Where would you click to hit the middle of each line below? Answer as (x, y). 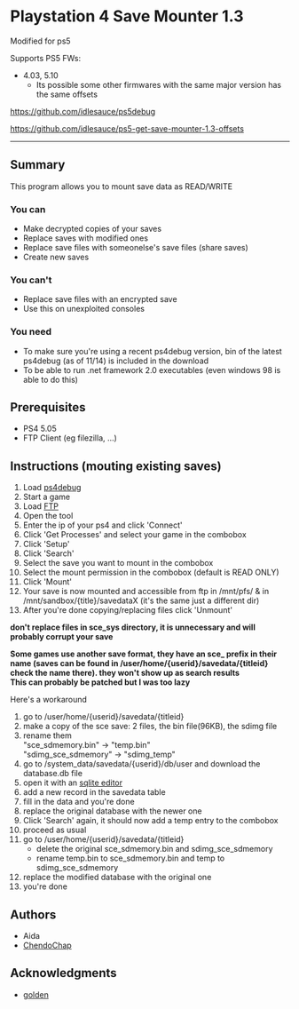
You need (31, 332)
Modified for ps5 (40, 41)
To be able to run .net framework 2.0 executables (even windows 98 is (152, 369)
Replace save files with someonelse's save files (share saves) (136, 248)
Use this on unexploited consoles (84, 309)
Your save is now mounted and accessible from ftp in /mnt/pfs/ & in (146, 592)
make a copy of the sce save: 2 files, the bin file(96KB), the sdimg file (150, 727)
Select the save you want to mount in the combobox (118, 563)
